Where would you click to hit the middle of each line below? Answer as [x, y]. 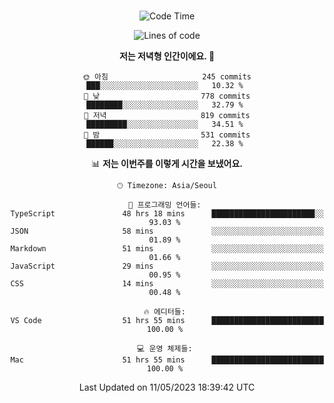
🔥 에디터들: [164, 312]
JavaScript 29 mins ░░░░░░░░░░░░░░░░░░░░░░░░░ [167, 266]
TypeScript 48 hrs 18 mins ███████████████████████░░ [167, 214]
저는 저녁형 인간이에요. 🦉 [167, 56]
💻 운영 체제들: [165, 349]
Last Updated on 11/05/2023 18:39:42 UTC [167, 387]
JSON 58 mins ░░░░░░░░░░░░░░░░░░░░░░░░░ [167, 231]
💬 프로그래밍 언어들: [165, 205]
